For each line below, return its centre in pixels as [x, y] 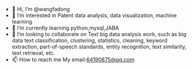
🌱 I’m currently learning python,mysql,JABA [65, 28]
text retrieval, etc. [33, 53]
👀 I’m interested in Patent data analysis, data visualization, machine [94, 15]
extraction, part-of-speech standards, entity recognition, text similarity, [99, 47]
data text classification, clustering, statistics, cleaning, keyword [90, 40]
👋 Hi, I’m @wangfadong [41, 9]
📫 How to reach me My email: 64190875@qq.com [73, 60]
